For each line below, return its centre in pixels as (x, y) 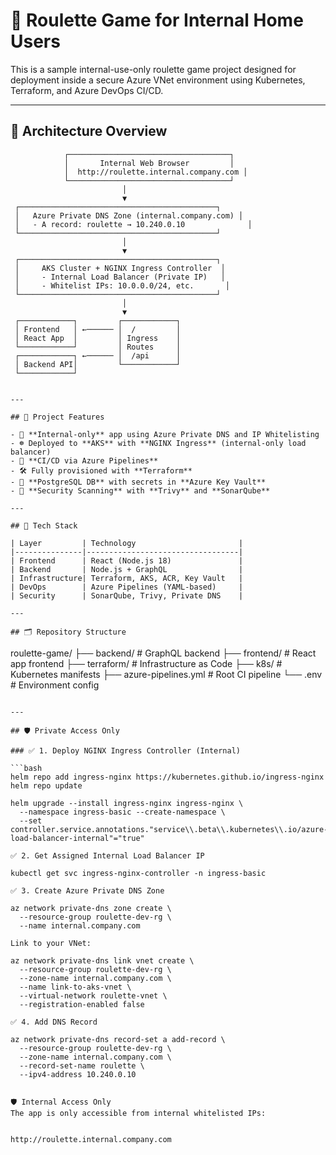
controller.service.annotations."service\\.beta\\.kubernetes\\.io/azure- (169, 829)
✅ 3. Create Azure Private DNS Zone (87, 890)
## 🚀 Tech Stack (44, 525)
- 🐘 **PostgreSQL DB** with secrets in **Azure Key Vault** (138, 482)
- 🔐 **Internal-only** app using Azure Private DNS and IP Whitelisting (165, 434)
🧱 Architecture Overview (89, 131)
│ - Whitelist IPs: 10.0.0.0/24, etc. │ (122, 285)
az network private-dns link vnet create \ (102, 960)
